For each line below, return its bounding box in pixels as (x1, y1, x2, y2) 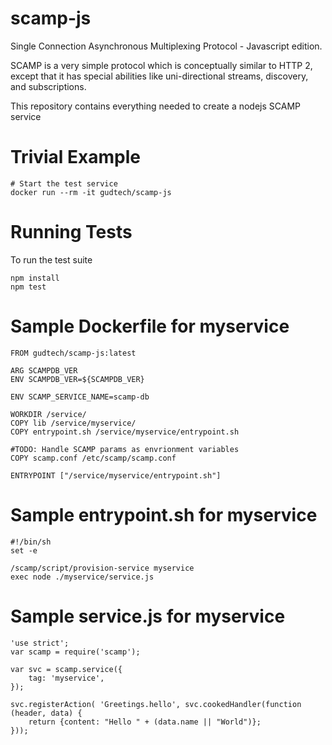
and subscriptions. (10, 80, 87, 92)
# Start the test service (10, 178, 118, 189)
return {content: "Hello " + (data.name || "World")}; (28, 717, 262, 727)
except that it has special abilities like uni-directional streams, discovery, (10, 70, 309, 82)
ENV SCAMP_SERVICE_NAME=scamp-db (10, 392, 150, 402)
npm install (10, 273, 60, 283)
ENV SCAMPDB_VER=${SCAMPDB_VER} (10, 374, 145, 384)
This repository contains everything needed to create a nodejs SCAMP (10, 100, 301, 112)
